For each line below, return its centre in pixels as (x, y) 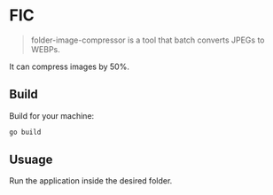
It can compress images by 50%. (70, 66)
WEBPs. (45, 49)
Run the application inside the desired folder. (91, 181)
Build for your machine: (52, 115)
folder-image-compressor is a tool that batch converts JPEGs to (148, 40)
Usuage (31, 160)
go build (25, 132)
